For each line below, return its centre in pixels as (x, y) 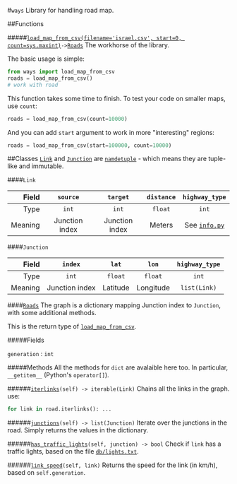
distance (162, 197)
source (68, 197)
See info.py (205, 225)
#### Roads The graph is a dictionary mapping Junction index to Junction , (114, 305)
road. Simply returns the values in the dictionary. (78, 430)
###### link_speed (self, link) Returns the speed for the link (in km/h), (113, 465)
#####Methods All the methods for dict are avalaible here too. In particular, (117, 367)
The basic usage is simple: (46, 59)
